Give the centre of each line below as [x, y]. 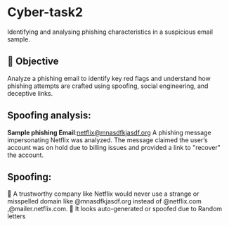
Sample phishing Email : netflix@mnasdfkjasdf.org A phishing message [110, 132]
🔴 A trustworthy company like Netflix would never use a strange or [103, 194]
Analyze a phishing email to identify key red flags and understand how [109, 78]
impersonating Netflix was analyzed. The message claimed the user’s [108, 140]
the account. [26, 155]
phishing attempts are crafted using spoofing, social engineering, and [108, 86]
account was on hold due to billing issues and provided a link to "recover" [114, 147]
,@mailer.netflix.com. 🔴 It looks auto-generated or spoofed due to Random [115, 209]
